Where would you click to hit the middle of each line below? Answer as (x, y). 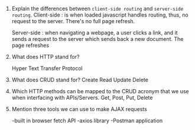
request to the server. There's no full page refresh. (73, 21)
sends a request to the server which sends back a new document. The (97, 39)
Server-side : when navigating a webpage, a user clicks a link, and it (95, 33)
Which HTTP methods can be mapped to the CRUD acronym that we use (100, 91)
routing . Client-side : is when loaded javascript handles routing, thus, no (100, 15)
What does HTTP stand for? (45, 57)
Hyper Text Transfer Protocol (47, 68)
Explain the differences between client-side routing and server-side (97, 9)
